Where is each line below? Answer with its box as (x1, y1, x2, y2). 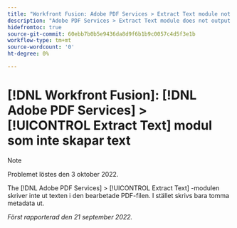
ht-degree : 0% (7, 51, 50, 58)
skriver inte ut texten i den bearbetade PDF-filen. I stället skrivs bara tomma (7, 191, 230, 199)
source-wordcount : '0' (7, 43, 75, 51)
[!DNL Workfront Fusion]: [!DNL (7, 87, 197, 103)
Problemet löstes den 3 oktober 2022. (7, 170, 119, 178)
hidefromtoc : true (7, 24, 62, 31)
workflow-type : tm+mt (7, 37, 72, 44)
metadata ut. (7, 199, 45, 207)
